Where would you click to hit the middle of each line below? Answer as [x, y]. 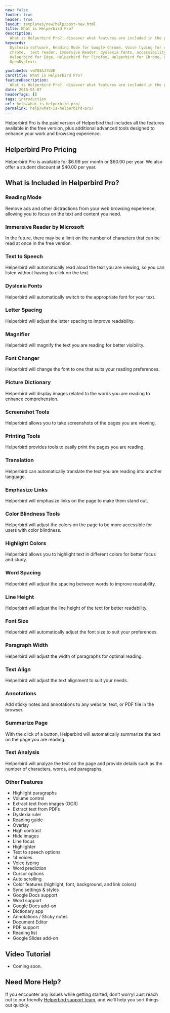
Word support [27, 901]
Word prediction [29, 868]
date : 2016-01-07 [24, 90]
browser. [14, 710]
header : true [19, 19]
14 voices [23, 858]
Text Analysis [22, 752]
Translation [19, 460]
